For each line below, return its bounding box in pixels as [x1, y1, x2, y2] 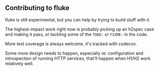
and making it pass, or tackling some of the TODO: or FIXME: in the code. [5, 31, 148, 37]
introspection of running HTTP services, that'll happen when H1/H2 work [5, 55, 151, 61]
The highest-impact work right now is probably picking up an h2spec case [5, 26, 154, 32]
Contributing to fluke [5, 4, 70, 12]
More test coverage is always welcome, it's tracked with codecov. [5, 41, 137, 47]
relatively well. [5, 60, 34, 66]
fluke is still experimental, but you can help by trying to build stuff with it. [5, 17, 151, 22]
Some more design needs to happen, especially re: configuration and [5, 50, 143, 56]
